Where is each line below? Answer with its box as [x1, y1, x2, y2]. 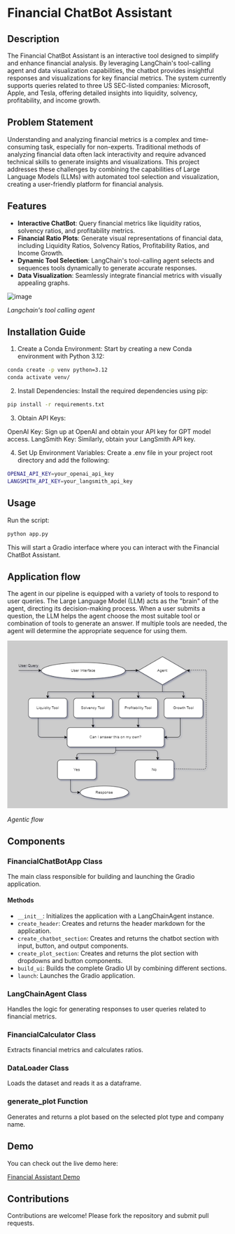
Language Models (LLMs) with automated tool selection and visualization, [7, 172, 220, 180]
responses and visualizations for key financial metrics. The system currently [7, 74, 227, 82]
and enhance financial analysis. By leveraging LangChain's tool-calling [7, 59, 211, 67]
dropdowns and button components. [17, 956, 123, 964]
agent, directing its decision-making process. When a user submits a [7, 604, 206, 613]
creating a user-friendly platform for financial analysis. [7, 180, 164, 188]
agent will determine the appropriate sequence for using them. [7, 627, 187, 635]
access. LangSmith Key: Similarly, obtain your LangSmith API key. [7, 435, 196, 444]
